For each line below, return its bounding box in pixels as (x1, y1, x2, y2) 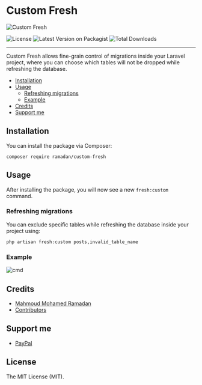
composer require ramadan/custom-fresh (6, 154, 106, 160)
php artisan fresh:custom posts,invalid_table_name (6, 238, 138, 245)
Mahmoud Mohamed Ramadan (14, 300, 91, 307)
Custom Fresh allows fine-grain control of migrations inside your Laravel (6, 52, 185, 59)
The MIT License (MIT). (6, 373, 64, 380)
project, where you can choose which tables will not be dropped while (6, 58, 180, 66)
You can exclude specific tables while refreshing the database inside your (6, 220, 189, 228)
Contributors (14, 306, 47, 313)
